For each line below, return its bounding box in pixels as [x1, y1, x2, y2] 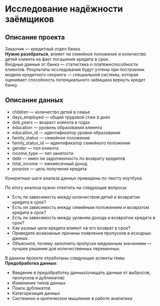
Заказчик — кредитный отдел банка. [5, 46, 81, 51]
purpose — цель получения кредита [12, 166, 87, 171]
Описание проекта [5, 33, 65, 41]
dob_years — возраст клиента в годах [12, 119, 90, 125]
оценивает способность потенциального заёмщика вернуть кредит [5, 77, 145, 83]
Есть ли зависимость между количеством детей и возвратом [12, 194, 140, 200]
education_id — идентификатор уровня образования [12, 130, 121, 136]
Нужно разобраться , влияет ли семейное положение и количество [5, 51, 146, 57]
